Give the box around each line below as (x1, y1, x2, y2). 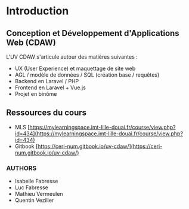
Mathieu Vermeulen (14, 190, 64, 198)
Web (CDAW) (6, 37, 57, 47)
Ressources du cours (6, 108, 87, 118)
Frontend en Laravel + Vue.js (14, 84, 86, 91)
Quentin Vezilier (14, 196, 54, 204)
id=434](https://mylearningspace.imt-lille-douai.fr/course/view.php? (14, 130, 184, 137)
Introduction (6, 4, 69, 18)
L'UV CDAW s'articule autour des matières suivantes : (6, 53, 138, 60)
